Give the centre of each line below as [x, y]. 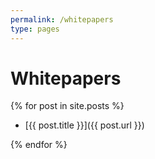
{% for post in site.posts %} [67, 106]
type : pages [35, 29]
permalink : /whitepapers [62, 19]
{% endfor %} [39, 145]
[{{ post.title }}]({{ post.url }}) [84, 125]
